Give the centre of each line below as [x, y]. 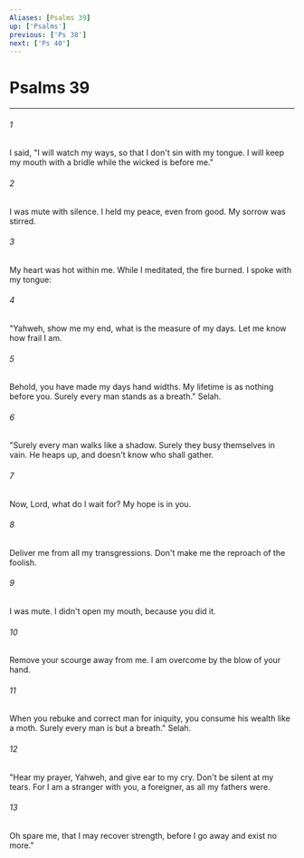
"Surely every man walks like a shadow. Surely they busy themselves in [142, 445]
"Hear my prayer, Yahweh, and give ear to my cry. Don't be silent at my [142, 777]
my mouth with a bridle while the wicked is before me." [112, 162]
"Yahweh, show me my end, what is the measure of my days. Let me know [148, 328]
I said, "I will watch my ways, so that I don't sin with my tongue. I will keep [147, 153]
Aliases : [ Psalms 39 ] [50, 18]
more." [22, 845]
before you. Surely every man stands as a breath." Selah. [115, 396]
